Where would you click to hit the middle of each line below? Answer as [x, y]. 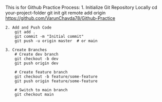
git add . [25, 32]
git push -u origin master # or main [56, 41]
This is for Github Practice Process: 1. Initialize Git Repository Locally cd [82, 7]
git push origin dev [37, 63]
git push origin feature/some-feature [56, 81]
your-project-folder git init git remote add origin [56, 13]
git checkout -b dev [37, 59]
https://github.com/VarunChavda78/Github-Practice [60, 18]
